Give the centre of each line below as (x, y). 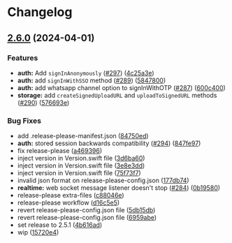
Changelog (40, 12)
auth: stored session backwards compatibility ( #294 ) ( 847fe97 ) (109, 143)
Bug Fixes (24, 121)
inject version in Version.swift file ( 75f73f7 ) (79, 173)
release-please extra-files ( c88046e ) (71, 196)
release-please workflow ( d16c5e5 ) (68, 202)
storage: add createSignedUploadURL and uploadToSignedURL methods (117, 95)
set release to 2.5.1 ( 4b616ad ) (60, 225)
